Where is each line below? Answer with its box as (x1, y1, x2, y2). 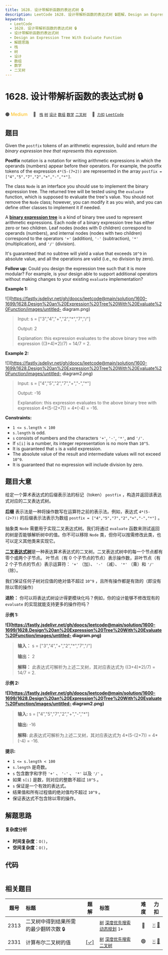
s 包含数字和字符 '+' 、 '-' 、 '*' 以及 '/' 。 (12, 770, 106, 776)
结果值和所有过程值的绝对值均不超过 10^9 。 (12, 789, 103, 795)
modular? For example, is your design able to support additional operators (5, 271, 157, 277)
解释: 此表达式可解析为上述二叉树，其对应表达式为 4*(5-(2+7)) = (17, 732, 151, 738)
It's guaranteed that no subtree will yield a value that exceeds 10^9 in (5, 250, 147, 256)
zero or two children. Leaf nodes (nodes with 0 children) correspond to (5, 225, 151, 231)
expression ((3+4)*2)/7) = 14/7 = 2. (17, 340, 91, 346)
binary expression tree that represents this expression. (5, 148, 118, 154)
